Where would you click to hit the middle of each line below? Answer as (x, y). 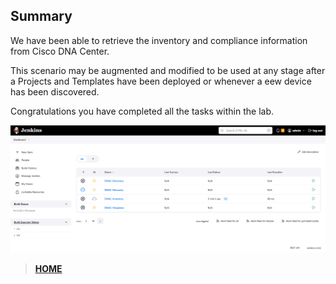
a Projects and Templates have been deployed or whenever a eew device (161, 81)
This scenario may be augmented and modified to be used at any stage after (168, 70)
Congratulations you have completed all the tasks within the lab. (142, 111)
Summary (41, 16)
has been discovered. (55, 91)
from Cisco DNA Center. (60, 51)
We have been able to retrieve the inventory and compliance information (159, 40)
